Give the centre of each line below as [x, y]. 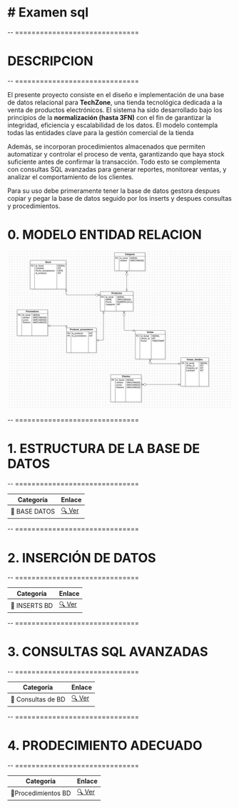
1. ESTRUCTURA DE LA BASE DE [104, 449]
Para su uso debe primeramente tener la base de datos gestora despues [114, 191]
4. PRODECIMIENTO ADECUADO [105, 745]
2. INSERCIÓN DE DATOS [82, 558]
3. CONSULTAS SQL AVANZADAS [108, 652]
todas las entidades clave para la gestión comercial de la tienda [101, 132]
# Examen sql [48, 13]
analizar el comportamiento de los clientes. [71, 176]
